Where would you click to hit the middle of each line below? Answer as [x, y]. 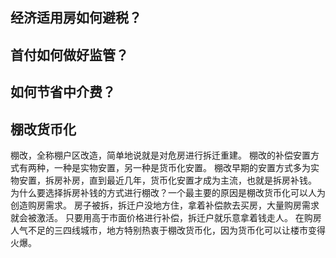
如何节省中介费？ [63, 92]
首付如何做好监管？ [69, 54]
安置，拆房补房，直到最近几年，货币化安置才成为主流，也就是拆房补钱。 [167, 180]
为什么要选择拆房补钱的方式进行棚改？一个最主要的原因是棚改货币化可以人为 [168, 192]
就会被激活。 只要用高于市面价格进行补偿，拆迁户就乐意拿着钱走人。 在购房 [166, 217]
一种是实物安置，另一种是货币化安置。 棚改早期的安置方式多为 [182, 167]
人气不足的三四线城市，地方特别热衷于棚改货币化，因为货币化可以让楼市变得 [168, 230]
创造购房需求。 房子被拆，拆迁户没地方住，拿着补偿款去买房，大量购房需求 [165, 205]
